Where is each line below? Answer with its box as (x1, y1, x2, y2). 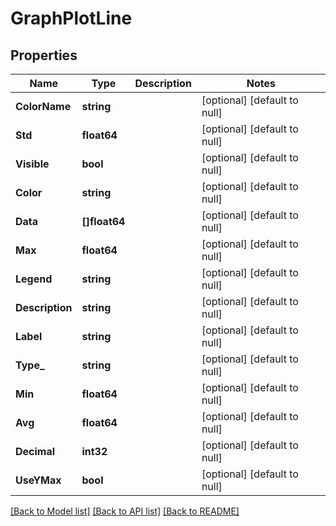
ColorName (15, 100, 72, 113)
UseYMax (15, 473, 62, 487)
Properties (10, 47, 78, 64)
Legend (15, 272, 53, 286)
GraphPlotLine (10, 7, 133, 30)
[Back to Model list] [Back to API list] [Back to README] (10, 505, 240, 517)
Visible (15, 157, 50, 171)
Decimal (15, 445, 56, 458)
